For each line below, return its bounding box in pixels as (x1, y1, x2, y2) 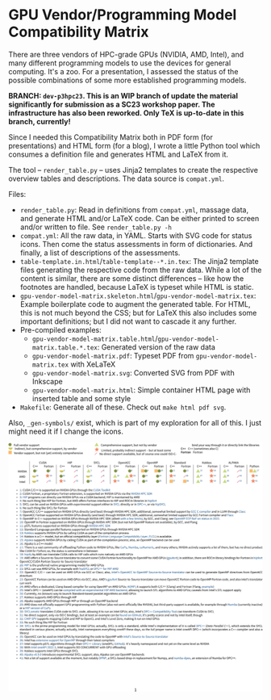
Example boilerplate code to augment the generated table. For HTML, (19, 299, 251, 308)
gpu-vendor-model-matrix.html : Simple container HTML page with (31, 385, 251, 395)
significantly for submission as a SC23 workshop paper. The (8, 99, 215, 109)
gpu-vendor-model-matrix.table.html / (31, 333, 159, 343)
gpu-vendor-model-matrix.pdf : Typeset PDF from (31, 350, 194, 360)
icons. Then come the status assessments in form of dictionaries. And (19, 239, 252, 249)
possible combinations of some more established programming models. (8, 75, 247, 85)
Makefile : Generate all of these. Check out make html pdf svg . (19, 402, 227, 412)
